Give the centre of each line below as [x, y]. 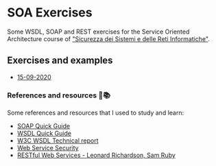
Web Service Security [48, 148]
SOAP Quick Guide [44, 126]
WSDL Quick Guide [44, 133]
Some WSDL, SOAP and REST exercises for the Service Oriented [98, 32]
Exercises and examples [60, 61]
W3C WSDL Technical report [58, 141]
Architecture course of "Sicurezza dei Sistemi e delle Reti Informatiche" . [109, 38]
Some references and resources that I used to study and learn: [95, 113]
